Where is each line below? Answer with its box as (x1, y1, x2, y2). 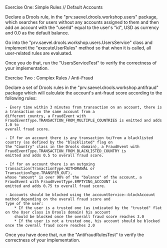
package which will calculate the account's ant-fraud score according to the (5, 90, 162, 95)
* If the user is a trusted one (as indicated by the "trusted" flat (14, 205, 162, 210)
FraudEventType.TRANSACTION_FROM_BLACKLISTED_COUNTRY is (5, 148, 126, 153)
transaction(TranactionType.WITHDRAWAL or (5, 166, 95, 171)
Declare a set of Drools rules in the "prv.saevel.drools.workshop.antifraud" (5, 84, 159, 90)
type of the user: (5, 201, 43, 206)
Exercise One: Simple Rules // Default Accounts (5, 4, 103, 10)
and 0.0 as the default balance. (5, 30, 69, 35)
